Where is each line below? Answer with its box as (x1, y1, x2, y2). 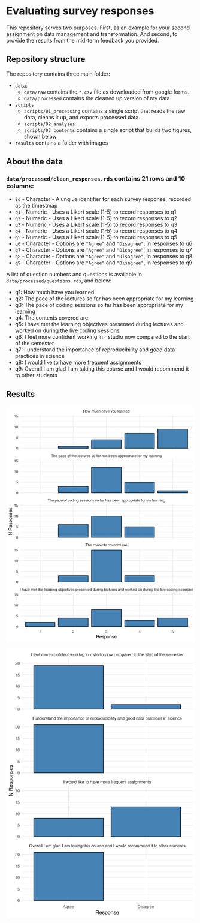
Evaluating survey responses (6, 4, 154, 18)
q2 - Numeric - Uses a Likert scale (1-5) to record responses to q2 (14, 215, 178, 222)
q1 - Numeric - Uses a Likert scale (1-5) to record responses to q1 (14, 208, 177, 215)
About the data (6, 157, 63, 167)
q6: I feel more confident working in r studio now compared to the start (14, 333, 190, 341)
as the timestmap (14, 202, 58, 209)
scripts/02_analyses (23, 121, 75, 127)
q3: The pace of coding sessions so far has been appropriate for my (14, 302, 184, 309)
